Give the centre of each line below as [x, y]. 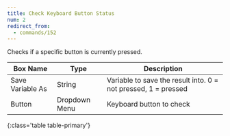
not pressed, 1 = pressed [147, 89]
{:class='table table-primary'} [49, 125]
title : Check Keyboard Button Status [61, 13]
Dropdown [74, 100]
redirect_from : [29, 26]
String [67, 85]
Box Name [30, 69]
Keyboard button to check [148, 105]
